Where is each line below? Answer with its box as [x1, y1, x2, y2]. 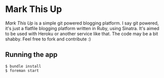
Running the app [5, 50, 57, 59]
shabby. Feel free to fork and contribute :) [5, 36, 91, 42]
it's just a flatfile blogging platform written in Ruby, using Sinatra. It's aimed [5, 25, 159, 31]
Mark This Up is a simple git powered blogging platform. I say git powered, [5, 20, 159, 26]
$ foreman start [5, 68, 39, 73]
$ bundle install [5, 63, 41, 68]
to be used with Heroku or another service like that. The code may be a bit [5, 30, 158, 36]
